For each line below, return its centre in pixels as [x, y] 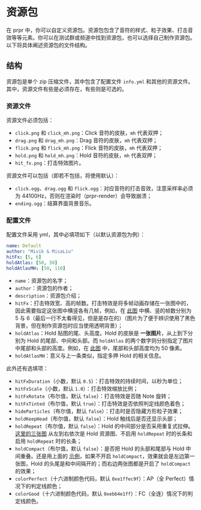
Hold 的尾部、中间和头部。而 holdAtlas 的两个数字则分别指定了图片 [110, 340]
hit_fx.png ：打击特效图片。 [49, 163]
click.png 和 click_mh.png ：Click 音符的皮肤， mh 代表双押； [89, 133]
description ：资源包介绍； [48, 295]
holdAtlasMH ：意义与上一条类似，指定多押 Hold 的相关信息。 [90, 355]
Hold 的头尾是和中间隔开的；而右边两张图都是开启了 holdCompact [111, 463]
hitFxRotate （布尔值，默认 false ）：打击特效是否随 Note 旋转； [93, 396]
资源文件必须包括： [30, 120]
